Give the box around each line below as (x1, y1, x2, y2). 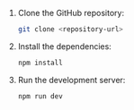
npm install (17, 58, 63, 67)
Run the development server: (17, 74, 126, 85)
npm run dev (17, 91, 63, 101)
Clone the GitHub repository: (17, 8, 124, 18)
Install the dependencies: (17, 40, 112, 52)
